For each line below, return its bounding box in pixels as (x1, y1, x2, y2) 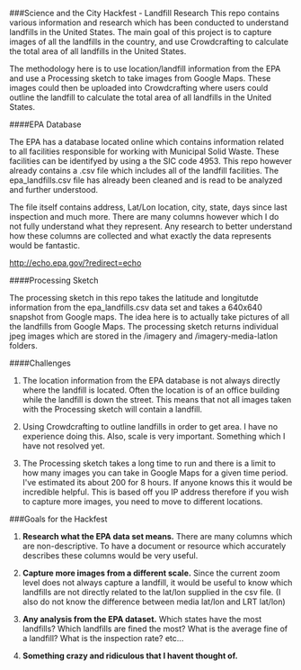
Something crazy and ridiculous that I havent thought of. (22, 650, 238, 661)
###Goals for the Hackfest (9, 513, 108, 524)
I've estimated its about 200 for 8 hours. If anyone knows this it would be (22, 477, 293, 487)
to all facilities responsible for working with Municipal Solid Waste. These (9, 146, 279, 157)
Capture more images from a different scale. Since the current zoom (22, 567, 280, 578)
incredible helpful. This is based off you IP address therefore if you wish (22, 486, 289, 497)
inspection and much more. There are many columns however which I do (9, 212, 279, 222)
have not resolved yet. (22, 440, 105, 451)
